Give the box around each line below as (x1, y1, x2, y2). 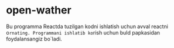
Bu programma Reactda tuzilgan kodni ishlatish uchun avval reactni (6, 23, 169, 30)
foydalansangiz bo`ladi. (6, 35, 63, 42)
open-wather (6, 4, 71, 17)
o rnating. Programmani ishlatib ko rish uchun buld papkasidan (6, 29, 160, 36)
